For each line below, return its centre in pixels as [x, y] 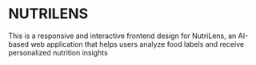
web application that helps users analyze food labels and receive [138, 44]
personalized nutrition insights [58, 52]
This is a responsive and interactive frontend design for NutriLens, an [122, 36]
